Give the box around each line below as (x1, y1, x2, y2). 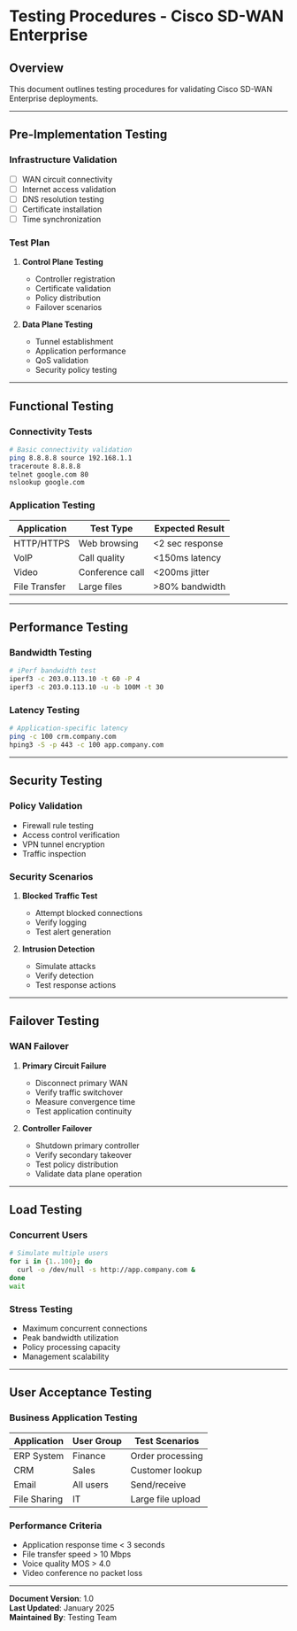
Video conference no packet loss (21, 1567, 143, 1578)
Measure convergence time (34, 1096, 135, 1107)
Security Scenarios (9, 870, 94, 882)
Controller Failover (21, 1122, 93, 1133)
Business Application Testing (9, 1411, 138, 1424)
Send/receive (130, 1478, 187, 1490)
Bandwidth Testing (9, 646, 93, 658)
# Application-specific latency (9, 724, 128, 733)
